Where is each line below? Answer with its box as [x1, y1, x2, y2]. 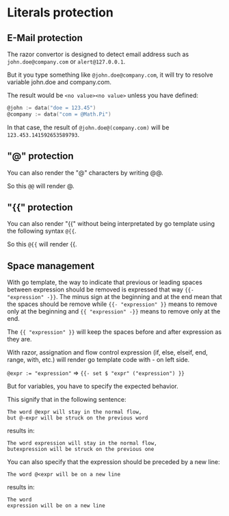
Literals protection [7, 5, 114, 21]
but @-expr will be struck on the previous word [7, 415, 148, 422]
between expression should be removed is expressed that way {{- [7, 285, 195, 294]
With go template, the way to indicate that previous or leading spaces [7, 279, 203, 287]
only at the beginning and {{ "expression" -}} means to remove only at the [7, 307, 221, 315]
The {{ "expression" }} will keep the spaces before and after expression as [7, 328, 222, 336]
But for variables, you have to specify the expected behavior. [7, 382, 179, 391]
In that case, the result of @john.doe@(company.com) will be [7, 123, 170, 131]
